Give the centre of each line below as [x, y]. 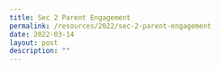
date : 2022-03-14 [42, 34]
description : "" [40, 51]
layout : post [34, 43]
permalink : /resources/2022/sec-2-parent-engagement [110, 26]
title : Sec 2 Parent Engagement [70, 17]
